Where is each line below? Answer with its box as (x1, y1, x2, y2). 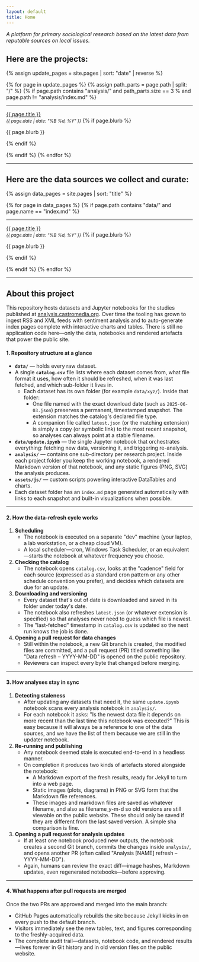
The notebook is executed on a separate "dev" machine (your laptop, (23, 533, 192, 540)
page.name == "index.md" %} (6, 208, 80, 215)
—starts (23, 552, 43, 559)
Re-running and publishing (14, 742, 83, 749)
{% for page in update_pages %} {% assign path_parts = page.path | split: (6, 81, 188, 88)
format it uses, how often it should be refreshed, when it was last (14, 375, 174, 383)
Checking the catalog (14, 559, 69, 566)
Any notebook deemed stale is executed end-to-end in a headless (23, 748, 185, 756)
